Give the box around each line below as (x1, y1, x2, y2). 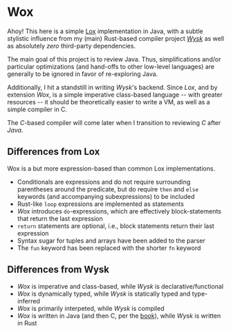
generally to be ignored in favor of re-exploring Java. (7, 70, 158, 78)
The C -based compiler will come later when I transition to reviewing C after (7, 118, 221, 126)
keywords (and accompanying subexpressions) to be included (17, 192, 195, 200)
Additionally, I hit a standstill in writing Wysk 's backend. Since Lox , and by (7, 83, 218, 91)
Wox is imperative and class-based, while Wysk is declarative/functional (17, 282, 223, 290)
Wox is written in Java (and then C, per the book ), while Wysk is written (17, 312, 221, 320)
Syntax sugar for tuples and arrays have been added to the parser (17, 236, 205, 245)
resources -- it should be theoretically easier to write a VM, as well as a (7, 97, 210, 106)
